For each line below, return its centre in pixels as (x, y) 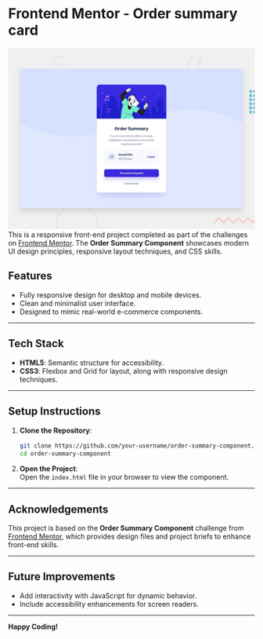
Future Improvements (62, 577)
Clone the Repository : (56, 430)
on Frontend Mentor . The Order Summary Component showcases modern (128, 243)
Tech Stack (36, 343)
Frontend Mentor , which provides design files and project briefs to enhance (130, 537)
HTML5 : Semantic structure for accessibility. (92, 363)
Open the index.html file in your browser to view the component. (124, 477)
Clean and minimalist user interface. (77, 303)
